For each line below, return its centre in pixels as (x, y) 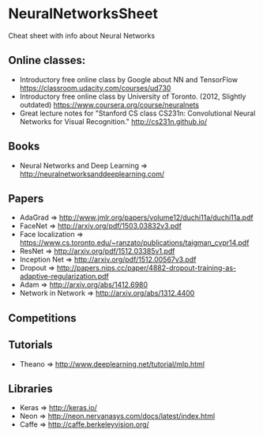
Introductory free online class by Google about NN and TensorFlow (129, 79)
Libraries (30, 388)
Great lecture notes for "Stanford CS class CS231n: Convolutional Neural (137, 113)
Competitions (42, 318)
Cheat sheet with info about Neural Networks (82, 36)
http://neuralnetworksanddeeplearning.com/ (92, 174)
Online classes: (47, 60)
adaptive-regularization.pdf (64, 277)
